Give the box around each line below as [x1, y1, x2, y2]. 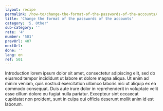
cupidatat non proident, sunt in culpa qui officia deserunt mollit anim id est [5, 96, 154, 102]
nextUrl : [5, 43, 23, 48]
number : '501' [5, 35, 34, 39]
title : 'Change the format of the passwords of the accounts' [5, 16, 134, 21]
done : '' [5, 48, 23, 53]
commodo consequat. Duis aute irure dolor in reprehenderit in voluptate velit [5, 86, 158, 92]
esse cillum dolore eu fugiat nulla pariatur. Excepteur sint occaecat [5, 91, 139, 97]
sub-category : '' [5, 25, 40, 30]
